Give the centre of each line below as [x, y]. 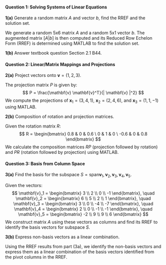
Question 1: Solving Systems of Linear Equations [56, 7]
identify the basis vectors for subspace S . [48, 227]
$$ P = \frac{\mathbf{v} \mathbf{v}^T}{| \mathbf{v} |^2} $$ [83, 93]
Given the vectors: [24, 186]
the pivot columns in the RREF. [36, 257]
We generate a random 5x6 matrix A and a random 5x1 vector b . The [75, 33]
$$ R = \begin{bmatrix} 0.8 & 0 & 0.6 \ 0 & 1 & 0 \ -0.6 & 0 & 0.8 [83, 134]
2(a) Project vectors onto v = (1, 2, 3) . [43, 75]
